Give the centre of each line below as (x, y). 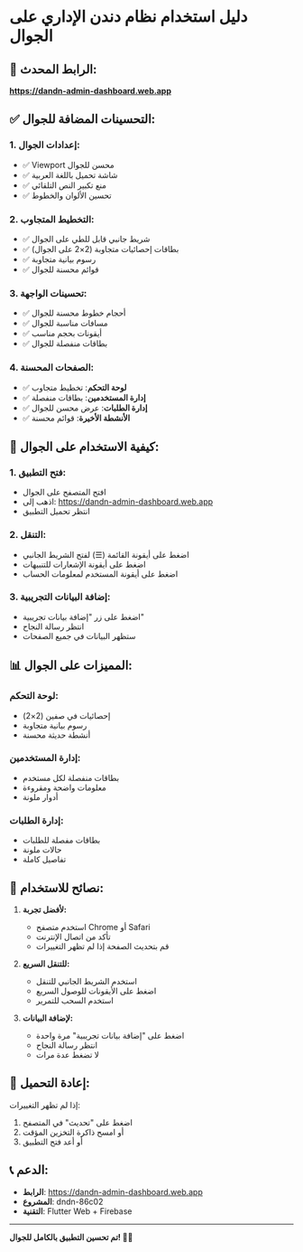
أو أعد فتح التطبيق (52, 1142)
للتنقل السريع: (46, 964)
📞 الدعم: (29, 1170)
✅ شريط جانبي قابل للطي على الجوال (86, 239)
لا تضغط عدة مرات (67, 1054)
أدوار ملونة (40, 796)
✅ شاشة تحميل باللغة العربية (70, 174)
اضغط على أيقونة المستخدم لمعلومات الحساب (100, 574)
